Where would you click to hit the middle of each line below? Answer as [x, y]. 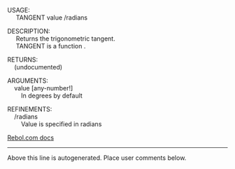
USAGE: [19, 10]
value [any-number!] [43, 88]
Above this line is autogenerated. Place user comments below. [97, 158]
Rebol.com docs [31, 137]
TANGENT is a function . [51, 46]
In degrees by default [51, 95]
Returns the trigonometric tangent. [65, 39]
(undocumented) [38, 67]
